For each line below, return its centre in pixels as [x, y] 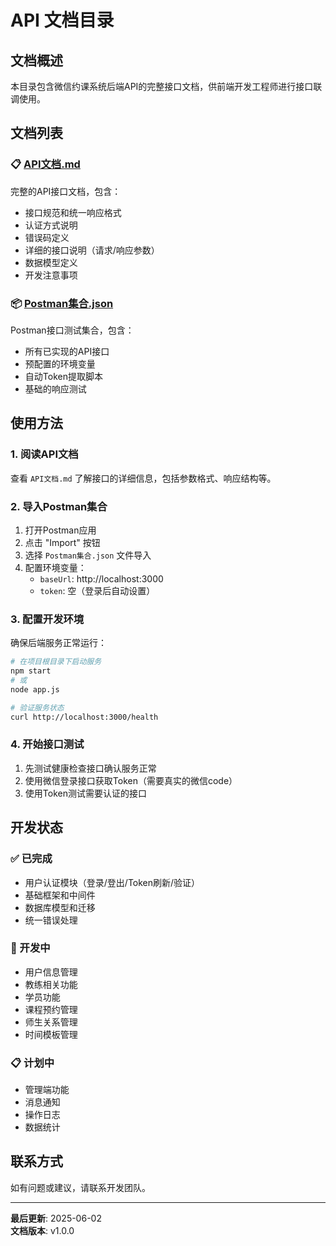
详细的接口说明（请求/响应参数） [92, 250]
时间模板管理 [51, 1034]
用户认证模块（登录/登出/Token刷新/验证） [112, 882]
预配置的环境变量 [60, 363]
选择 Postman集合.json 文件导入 [88, 555]
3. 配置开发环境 [47, 619]
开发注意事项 [51, 275]
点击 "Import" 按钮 [62, 542]
